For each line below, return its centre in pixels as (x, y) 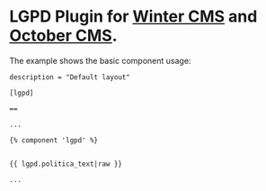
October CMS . (64, 36)
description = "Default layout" (70, 77)
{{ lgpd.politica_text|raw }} (66, 164)
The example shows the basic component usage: (100, 60)
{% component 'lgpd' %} (54, 140)
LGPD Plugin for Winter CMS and (133, 17)
